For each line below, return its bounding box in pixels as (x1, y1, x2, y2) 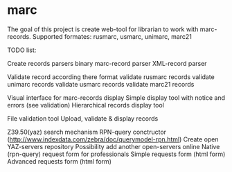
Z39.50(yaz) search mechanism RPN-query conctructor (7, 128, 167, 136)
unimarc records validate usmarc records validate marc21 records (7, 80, 195, 88)
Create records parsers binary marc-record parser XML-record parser (7, 59, 207, 67)
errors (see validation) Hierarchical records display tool (7, 101, 165, 109)
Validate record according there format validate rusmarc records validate (7, 72, 215, 81)
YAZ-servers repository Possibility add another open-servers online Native (7, 142, 220, 150)
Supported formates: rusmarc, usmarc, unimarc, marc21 (32, 32, 193, 40)
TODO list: (7, 46, 37, 54)
